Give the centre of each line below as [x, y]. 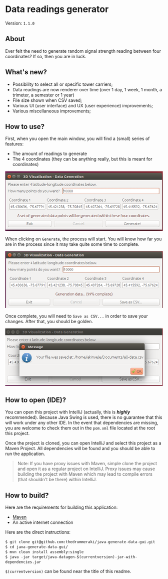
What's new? [26, 72]
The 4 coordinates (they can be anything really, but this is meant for [82, 159]
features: [14, 144]
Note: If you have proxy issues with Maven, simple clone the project [87, 464]
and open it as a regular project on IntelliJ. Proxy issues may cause [86, 469]
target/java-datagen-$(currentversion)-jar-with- [84, 557]
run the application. [25, 454]
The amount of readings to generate [50, 154]
